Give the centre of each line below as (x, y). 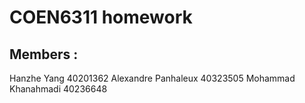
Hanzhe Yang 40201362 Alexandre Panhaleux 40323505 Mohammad (152, 78)
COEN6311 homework (101, 17)
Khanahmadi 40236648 (58, 89)
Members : (44, 54)
